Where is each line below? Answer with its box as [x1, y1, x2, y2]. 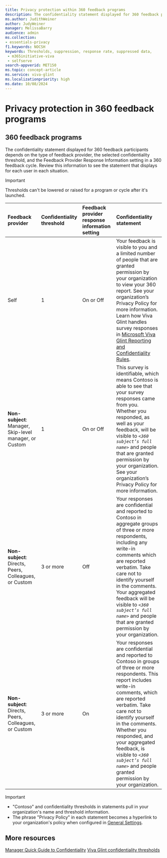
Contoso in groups [116, 658, 160, 665]
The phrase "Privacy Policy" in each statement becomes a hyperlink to [12, 814, 158, 820]
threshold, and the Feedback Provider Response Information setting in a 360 [5, 157, 162, 163]
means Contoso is [116, 376, 159, 383]
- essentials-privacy [5, 40, 50, 45]
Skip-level [7, 429, 32, 435]
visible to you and [116, 244, 158, 251]
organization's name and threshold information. [12, 809, 110, 815]
